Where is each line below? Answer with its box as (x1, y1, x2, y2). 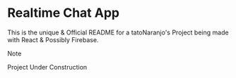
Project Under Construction (7, 63, 88, 71)
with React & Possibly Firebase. (7, 35, 99, 44)
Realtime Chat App (7, 5, 120, 21)
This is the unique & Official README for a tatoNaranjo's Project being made (7, 28, 229, 37)
